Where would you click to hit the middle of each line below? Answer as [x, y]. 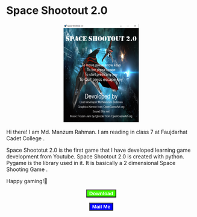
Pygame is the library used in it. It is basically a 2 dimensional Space [91, 163]
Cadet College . [26, 138]
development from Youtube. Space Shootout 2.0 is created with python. [95, 156]
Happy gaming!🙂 [27, 181]
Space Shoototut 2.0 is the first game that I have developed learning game [98, 150]
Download [101, 193]
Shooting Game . [27, 169]
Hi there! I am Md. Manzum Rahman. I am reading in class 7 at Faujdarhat [97, 132]
